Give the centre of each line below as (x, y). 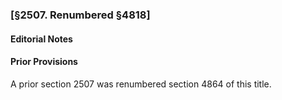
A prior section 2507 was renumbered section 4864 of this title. (141, 84)
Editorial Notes (41, 39)
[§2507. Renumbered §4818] (80, 15)
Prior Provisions (44, 62)
